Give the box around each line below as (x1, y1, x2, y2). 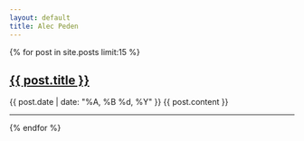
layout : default (9, 13, 71, 23)
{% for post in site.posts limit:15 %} (9, 46, 140, 57)
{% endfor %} (9, 123, 62, 134)
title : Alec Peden (9, 22, 79, 31)
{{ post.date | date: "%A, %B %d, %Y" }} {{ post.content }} (9, 97, 229, 108)
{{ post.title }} (9, 72, 90, 88)
